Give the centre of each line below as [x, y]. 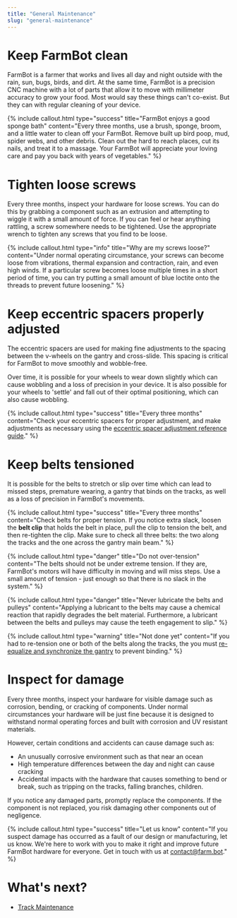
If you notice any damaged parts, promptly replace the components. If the [115, 800]
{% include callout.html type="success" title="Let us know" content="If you [117, 829]
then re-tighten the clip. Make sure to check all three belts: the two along [113, 535]
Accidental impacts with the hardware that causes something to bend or [122, 779]
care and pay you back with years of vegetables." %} [85, 156]
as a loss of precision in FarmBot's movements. [76, 499]
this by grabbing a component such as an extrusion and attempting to [108, 212]
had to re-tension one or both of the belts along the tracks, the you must [112, 644]
